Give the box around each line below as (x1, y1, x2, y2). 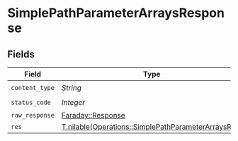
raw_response (11, 111, 55, 119)
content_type (11, 84, 55, 91)
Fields (7, 48, 35, 60)
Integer (61, 97, 86, 107)
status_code (11, 98, 52, 106)
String (61, 83, 82, 93)
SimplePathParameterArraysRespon (7, 5, 225, 21)
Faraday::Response (61, 111, 125, 120)
